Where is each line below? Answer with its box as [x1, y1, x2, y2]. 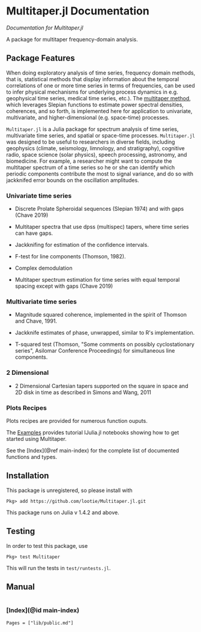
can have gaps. [14, 229, 53, 237]
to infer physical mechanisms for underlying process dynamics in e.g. [6, 88, 178, 96]
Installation [6, 470, 49, 481]
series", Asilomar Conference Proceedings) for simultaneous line [14, 347, 175, 354]
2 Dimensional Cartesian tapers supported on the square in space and [14, 382, 188, 389]
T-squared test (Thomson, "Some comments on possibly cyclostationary [14, 341, 195, 348]
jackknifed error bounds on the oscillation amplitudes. [6, 176, 139, 184]
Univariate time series [6, 191, 72, 199]
